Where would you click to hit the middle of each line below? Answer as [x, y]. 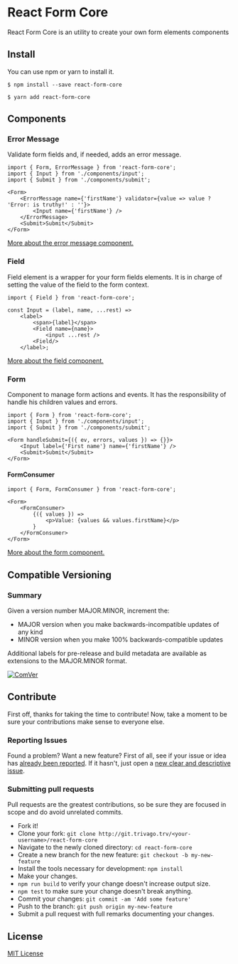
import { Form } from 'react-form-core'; [70, 415]
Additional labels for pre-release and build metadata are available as [107, 653]
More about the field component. [56, 361]
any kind [30, 632]
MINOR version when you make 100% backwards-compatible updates [120, 639]
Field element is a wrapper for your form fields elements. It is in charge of [115, 277]
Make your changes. [48, 876]
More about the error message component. [70, 243]
